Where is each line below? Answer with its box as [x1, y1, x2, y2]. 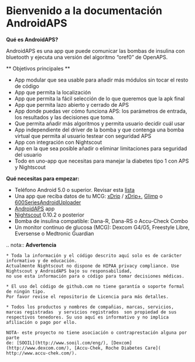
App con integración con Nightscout [14, 138, 102, 146]
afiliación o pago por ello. [6, 319, 77, 325]
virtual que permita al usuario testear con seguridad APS [14, 132, 152, 139]
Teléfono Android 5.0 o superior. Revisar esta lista [14, 186, 135, 193]
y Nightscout [14, 163, 46, 171]
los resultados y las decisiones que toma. [14, 113, 115, 121]
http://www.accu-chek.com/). [6, 350, 77, 356]
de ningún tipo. [6, 289, 46, 295]
